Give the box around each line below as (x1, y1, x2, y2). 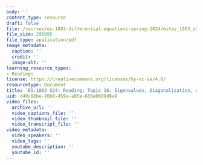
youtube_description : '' (11, 143, 74, 150)
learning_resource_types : (6, 65, 71, 71)
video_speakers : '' (11, 132, 61, 139)
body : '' (6, 8, 28, 15)
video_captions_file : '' (11, 110, 74, 116)
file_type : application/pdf (6, 37, 77, 43)
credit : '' (11, 54, 39, 60)
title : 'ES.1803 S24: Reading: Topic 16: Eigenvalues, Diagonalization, (6, 88, 193, 94)
